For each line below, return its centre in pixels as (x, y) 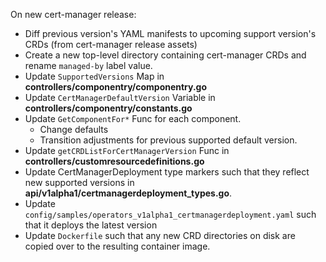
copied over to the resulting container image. (117, 246)
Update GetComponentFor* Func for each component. (133, 118)
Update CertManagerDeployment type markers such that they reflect (167, 172)
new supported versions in (79, 182)
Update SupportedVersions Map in (94, 76)
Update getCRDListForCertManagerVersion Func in (127, 150)
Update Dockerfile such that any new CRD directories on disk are (160, 235)
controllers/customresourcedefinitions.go (114, 161)
